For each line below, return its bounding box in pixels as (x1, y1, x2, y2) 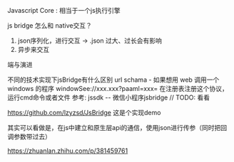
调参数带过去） (7, 132, 51, 141)
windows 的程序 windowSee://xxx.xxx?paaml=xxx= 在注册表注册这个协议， (7, 85, 228, 92)
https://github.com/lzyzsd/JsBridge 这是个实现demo (7, 109, 161, 117)
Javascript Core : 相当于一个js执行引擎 (7, 6, 121, 14)
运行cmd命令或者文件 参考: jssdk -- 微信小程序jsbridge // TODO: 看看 (7, 93, 210, 102)
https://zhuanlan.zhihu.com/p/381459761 (7, 146, 128, 155)
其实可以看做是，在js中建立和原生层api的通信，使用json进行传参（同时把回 (7, 124, 228, 131)
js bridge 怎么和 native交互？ (7, 21, 93, 30)
